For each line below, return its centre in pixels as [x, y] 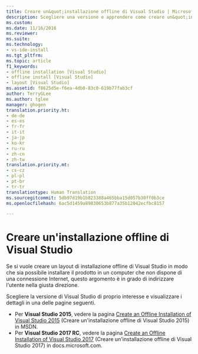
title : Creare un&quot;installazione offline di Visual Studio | [88, 11]
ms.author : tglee [27, 99]
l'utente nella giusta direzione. [43, 285]
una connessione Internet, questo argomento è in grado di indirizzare [90, 279]
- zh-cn [16, 154]
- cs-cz [16, 171]
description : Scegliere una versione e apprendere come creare [85, 17]
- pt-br [16, 181]
